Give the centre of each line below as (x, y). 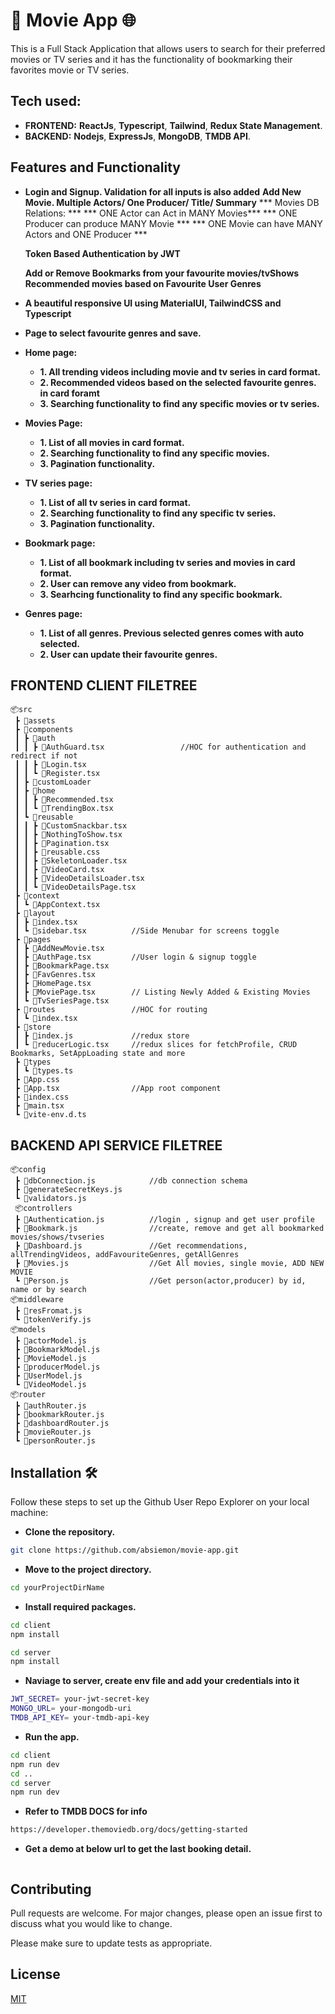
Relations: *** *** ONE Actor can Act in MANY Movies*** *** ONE (161, 213)
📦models (28, 1330)
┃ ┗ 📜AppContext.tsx (57, 905)
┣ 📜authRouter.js (50, 1406)
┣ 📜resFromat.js (48, 1311)
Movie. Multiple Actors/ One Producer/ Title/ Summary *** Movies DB (172, 202)
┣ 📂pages (33, 940)
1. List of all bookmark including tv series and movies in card (167, 562)
